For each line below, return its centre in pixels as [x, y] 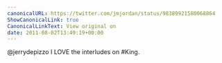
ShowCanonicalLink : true [43, 20]
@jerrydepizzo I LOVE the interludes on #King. [74, 52]
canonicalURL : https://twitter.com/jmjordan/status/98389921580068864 [111, 13]
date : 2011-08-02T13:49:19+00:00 [55, 33]
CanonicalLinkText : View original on [62, 26]
